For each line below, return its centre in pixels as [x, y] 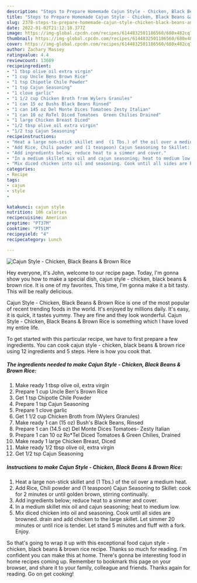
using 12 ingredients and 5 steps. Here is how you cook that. [79, 351]
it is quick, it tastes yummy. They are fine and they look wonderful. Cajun [94, 315]
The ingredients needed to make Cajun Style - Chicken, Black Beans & [94, 365]
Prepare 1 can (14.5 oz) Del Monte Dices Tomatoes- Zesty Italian [92, 429]
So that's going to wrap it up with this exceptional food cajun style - [88, 543]
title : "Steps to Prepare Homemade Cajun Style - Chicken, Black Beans [96, 17]
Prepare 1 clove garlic [41, 410]
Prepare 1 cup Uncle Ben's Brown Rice [61, 392]
